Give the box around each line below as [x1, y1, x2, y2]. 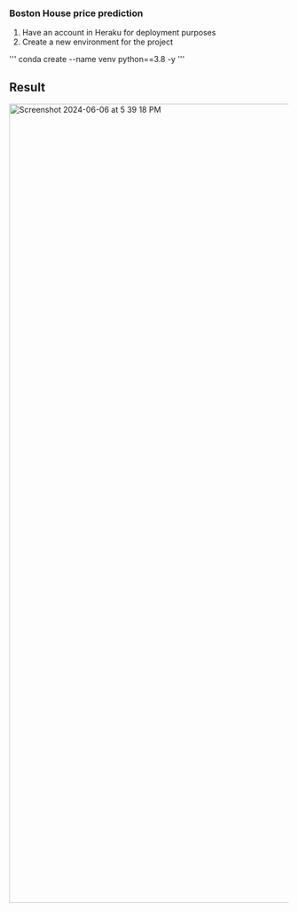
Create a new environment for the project [21, 36, 174, 47]
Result [9, 79, 46, 95]
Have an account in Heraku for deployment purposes [21, 28, 216, 38]
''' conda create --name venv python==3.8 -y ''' [9, 54, 185, 65]
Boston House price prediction [9, 7, 144, 20]
